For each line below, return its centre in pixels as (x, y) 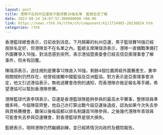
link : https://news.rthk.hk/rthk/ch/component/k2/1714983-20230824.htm (79, 23)
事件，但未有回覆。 (24, 60)
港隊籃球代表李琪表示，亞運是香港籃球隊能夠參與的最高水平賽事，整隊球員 (79, 99)
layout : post (18, 9)
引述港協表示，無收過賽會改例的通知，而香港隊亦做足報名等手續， (88, 83)
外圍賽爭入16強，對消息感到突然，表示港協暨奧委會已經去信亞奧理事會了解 (80, 54)
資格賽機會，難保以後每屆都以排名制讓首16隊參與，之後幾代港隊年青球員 (81, 111)
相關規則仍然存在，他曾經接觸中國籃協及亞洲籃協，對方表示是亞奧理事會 (77, 77)
